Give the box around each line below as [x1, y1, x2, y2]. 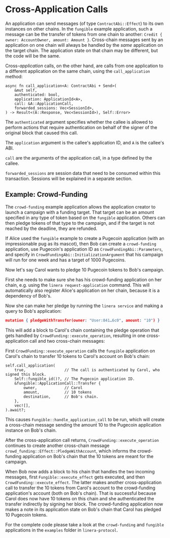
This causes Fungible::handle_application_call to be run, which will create [5, 416, 165, 423]
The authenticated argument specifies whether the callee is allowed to [5, 118, 153, 125]
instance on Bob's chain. [5, 427, 57, 433]
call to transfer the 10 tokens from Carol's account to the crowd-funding [5, 485, 156, 491]
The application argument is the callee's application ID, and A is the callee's [5, 139, 164, 145]
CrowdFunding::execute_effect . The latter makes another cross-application [5, 479, 162, 485]
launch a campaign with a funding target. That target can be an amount [5, 209, 154, 215]
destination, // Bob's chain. [23, 394, 99, 399]
